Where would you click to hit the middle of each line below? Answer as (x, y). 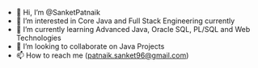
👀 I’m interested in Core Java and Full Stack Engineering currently (125, 21)
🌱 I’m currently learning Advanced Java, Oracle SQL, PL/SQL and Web (133, 29)
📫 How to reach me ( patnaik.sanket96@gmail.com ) (102, 55)
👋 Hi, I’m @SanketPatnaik (58, 12)
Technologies (39, 38)
